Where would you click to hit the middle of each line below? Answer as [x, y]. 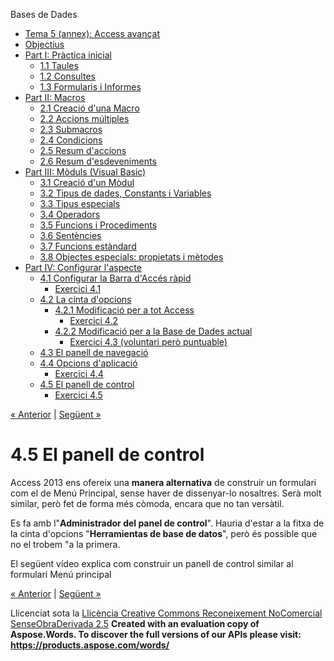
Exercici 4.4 [79, 373]
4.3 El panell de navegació [94, 352]
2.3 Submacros [71, 129]
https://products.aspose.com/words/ [90, 645]
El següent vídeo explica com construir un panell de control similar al [152, 563]
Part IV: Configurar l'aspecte [83, 267]
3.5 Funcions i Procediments [98, 225]
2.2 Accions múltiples [84, 118]
